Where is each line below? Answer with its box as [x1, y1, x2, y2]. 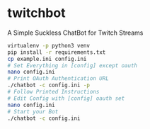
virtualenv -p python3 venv [7, 42, 91, 49]
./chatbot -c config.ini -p [7, 82, 91, 89]
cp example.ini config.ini [7, 55, 87, 62]
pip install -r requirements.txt [7, 48, 106, 56]
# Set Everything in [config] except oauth [7, 62, 138, 69]
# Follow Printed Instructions [7, 89, 100, 96]
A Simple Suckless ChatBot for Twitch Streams [7, 28, 144, 37]
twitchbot [7, 5, 66, 21]
